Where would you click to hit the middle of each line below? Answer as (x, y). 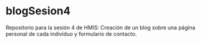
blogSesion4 (38, 11)
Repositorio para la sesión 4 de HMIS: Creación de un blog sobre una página (100, 27)
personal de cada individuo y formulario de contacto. (71, 33)
